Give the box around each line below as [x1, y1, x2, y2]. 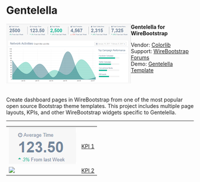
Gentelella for [130, 23, 165, 30]
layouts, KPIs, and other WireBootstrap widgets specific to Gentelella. [6, 109, 177, 116]
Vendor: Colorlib [130, 41, 171, 48]
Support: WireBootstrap [130, 47, 189, 54]
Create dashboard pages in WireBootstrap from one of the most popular [6, 96, 183, 103]
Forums [130, 54, 150, 61]
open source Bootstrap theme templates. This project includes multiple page [6, 102, 194, 109]
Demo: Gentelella [130, 60, 173, 67]
